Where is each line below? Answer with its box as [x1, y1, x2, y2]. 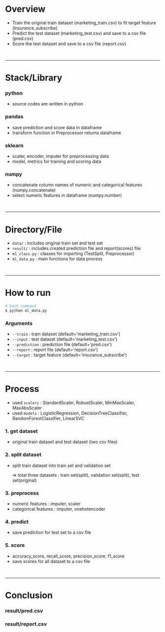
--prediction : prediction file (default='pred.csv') [12, 342, 112, 348]
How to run [5, 287, 51, 299]
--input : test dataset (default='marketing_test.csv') [12, 336, 118, 342]
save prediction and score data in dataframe [12, 124, 102, 130]
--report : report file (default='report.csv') [12, 347, 98, 353]
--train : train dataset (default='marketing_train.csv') [12, 331, 120, 337]
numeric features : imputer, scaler [12, 501, 81, 507]
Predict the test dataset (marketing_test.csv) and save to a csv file [12, 30, 146, 36]
